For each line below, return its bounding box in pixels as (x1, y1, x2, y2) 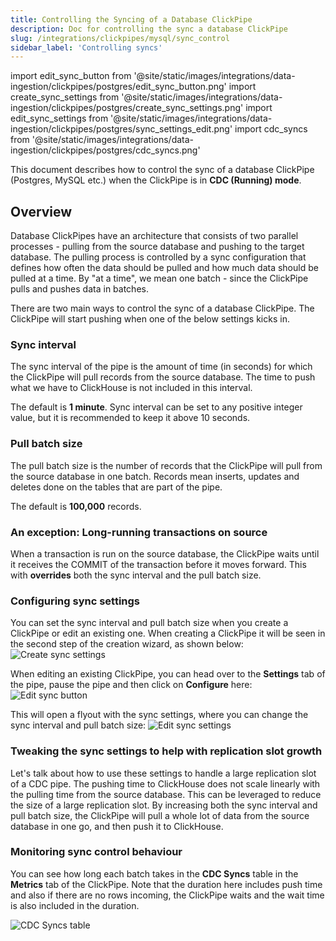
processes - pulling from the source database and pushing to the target (10, 241, 305, 253)
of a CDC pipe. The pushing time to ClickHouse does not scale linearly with (10, 777, 321, 790)
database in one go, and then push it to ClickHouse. (10, 820, 224, 832)
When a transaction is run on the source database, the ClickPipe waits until (10, 547, 320, 560)
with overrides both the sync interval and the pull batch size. (10, 569, 262, 581)
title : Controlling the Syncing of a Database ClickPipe (10, 14, 253, 25)
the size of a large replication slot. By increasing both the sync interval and (10, 799, 318, 811)
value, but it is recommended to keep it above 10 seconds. (10, 412, 251, 424)
